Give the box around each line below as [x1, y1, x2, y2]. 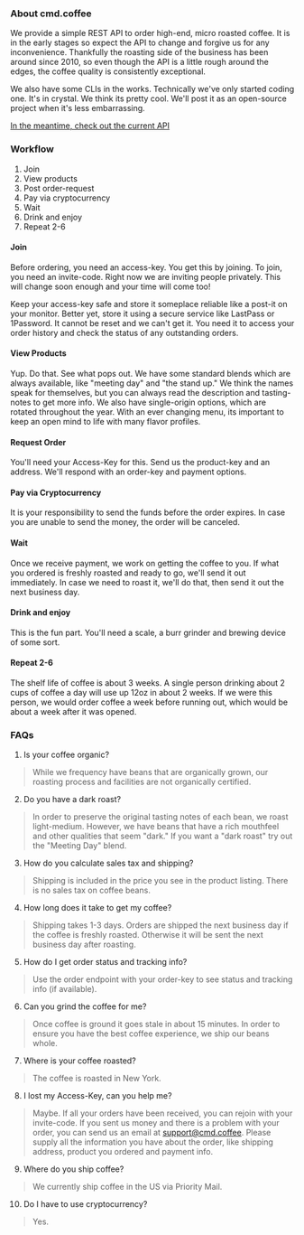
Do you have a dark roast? [23, 794, 121, 805]
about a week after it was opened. [10, 706, 137, 717]
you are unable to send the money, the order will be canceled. [10, 517, 240, 528]
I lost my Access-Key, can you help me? [23, 1090, 172, 1101]
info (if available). [32, 984, 97, 995]
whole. [32, 1038, 58, 1049]
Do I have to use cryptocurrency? [23, 1199, 148, 1210]
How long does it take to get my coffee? [23, 903, 172, 913]
